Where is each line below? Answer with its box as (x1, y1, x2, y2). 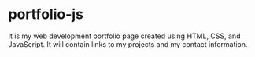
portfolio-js (8, 5, 84, 23)
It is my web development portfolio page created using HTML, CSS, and (8, 31, 241, 41)
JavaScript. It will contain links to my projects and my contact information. (8, 39, 248, 48)
